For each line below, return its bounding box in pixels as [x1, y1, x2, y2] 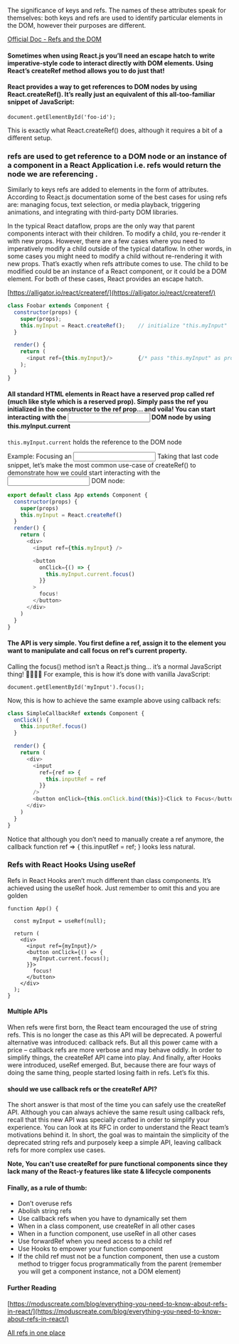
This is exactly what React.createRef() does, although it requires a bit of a [7, 126, 223, 134]
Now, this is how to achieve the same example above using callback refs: [7, 696, 221, 704]
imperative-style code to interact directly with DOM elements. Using [7, 58, 213, 67]
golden [7, 891, 28, 899]
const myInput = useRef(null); [14, 917, 107, 924]
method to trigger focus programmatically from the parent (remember [17, 1259, 222, 1269]
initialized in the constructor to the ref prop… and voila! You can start [7, 405, 216, 413]
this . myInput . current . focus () [45, 571, 135, 578]
